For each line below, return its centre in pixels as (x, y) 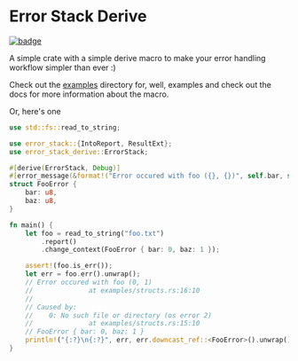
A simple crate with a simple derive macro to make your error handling (137, 58)
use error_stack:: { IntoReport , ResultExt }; (91, 144)
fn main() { (31, 225)
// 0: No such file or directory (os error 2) (119, 315)
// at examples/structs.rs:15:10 (113, 324)
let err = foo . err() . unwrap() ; (83, 274)
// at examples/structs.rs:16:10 (113, 290)
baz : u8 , (41, 201)
